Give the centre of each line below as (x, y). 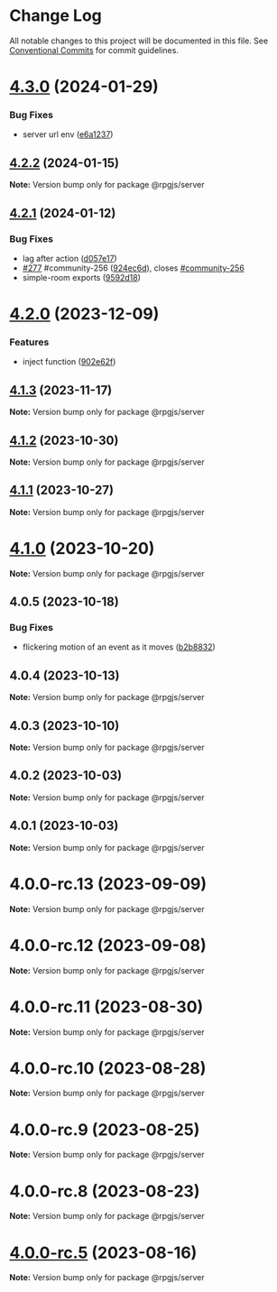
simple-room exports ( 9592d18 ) (82, 277)
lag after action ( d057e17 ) (69, 258)
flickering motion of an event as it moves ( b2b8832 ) (119, 647)
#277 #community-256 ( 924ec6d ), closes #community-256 (134, 268)
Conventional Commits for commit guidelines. (94, 50)
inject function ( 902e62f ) (69, 362)
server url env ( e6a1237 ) (68, 134)
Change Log (55, 16)
